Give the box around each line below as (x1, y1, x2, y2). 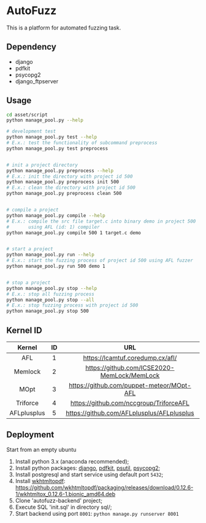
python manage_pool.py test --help (6, 134, 97, 140)
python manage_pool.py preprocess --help (6, 167, 114, 174)
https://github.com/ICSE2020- (85, 364, 175, 372)
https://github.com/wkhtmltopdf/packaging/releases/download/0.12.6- (15, 484, 194, 491)
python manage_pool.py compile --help (6, 212, 105, 218)
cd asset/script (6, 112, 48, 118)
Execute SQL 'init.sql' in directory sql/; (15, 503, 112, 511)
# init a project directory (6, 162, 78, 168)
